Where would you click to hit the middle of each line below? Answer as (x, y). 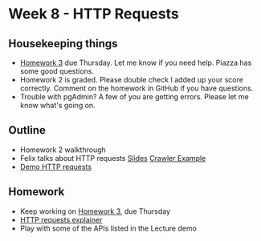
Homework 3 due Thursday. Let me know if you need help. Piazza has (136, 62)
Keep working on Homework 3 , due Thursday (95, 211)
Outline (27, 130)
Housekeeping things (63, 44)
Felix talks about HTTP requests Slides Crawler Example (113, 158)
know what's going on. (57, 105)
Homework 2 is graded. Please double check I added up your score (131, 80)
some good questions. (57, 71)
